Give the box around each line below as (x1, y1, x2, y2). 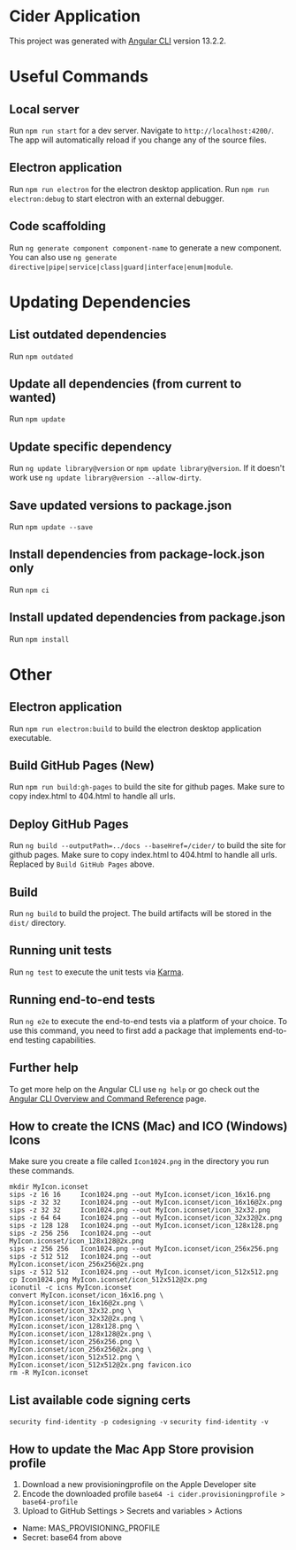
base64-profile (21, 1498, 79, 1507)
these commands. (9, 1166, 75, 1176)
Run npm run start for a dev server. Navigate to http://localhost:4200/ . (9, 125, 274, 135)
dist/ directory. (9, 918, 66, 929)
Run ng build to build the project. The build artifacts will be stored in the (9, 908, 272, 919)
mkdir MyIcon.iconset (9, 1183, 89, 1191)
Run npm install (9, 633, 70, 644)
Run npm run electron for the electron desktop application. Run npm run (9, 183, 269, 194)
